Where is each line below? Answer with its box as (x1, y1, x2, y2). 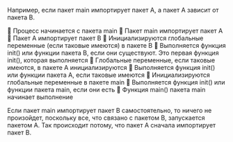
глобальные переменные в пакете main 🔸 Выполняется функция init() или (7, 78, 225, 86)
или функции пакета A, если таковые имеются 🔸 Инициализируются (7, 71, 210, 79)
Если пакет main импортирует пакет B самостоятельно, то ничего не (7, 107, 212, 114)
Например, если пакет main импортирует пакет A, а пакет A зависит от (7, 6, 219, 14)
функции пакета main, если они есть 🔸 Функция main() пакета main (7, 86, 206, 94)
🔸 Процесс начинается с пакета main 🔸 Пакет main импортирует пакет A (7, 27, 223, 35)
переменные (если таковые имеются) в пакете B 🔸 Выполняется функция (7, 42, 226, 49)
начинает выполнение (7, 93, 74, 101)
